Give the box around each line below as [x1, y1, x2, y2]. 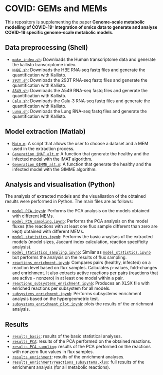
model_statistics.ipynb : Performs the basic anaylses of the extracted [12, 234, 153, 240]
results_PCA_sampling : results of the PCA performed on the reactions [12, 344, 151, 350]
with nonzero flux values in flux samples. [12, 349, 94, 355]
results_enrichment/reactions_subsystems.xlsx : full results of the [12, 359, 145, 365]
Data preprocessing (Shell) [5, 43, 89, 52]
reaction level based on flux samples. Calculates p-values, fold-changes [12, 265, 157, 271]
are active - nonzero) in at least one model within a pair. [12, 275, 124, 281]
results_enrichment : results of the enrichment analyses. [12, 354, 125, 360]
